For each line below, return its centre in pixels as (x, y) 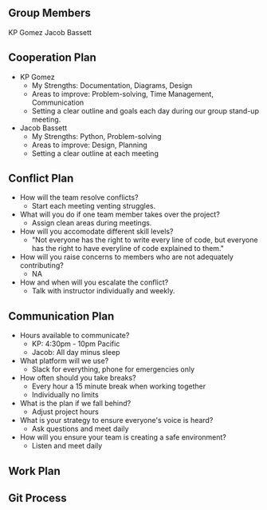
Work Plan (35, 471)
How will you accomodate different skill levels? (96, 232)
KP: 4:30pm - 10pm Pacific (76, 344)
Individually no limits (65, 395)
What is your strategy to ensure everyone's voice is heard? (116, 420)
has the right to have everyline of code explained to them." (128, 249)
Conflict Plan (41, 179)
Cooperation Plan (53, 58)
